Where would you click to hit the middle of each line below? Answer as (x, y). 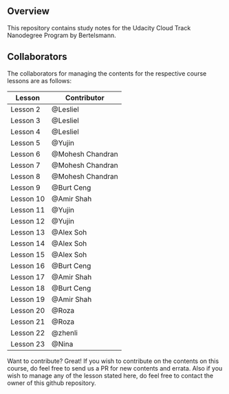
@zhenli (64, 333)
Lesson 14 (28, 243)
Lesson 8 (25, 176)
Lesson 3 (25, 120)
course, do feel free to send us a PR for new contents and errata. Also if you (115, 368)
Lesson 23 (28, 344)
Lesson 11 (28, 210)
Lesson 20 (28, 310)
